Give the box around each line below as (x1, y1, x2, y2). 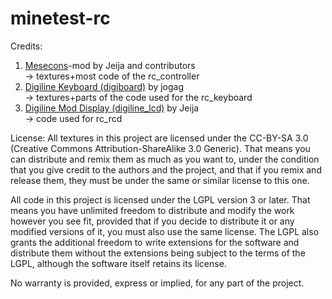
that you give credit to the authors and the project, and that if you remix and (10, 163, 322, 176)
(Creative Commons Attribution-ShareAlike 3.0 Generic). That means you (10, 142, 311, 154)
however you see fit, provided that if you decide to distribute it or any (10, 215, 295, 227)
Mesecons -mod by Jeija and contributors (24, 59, 196, 71)
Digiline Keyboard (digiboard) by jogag (24, 80, 185, 92)
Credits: (10, 40, 43, 52)
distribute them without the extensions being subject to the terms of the (10, 247, 306, 259)
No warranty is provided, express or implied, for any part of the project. (10, 277, 305, 289)
